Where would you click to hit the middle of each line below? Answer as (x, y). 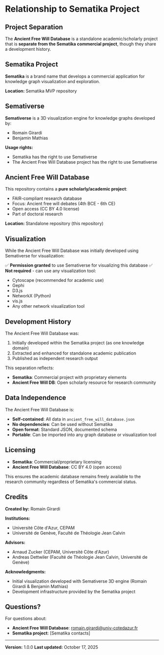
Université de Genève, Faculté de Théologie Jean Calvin (69, 533)
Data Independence (36, 398)
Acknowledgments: (25, 571)
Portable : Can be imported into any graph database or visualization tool (84, 434)
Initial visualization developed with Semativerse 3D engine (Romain (80, 581)
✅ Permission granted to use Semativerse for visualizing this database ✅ (79, 265)
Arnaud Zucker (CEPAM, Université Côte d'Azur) (61, 552)
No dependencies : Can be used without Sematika (62, 424)
